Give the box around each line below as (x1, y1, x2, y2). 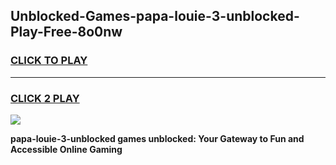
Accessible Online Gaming (10, 143, 123, 155)
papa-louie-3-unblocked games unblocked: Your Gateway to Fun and (10, 132, 305, 144)
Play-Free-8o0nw (10, 24, 123, 41)
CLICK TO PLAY (10, 54, 88, 68)
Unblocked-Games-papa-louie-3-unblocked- (10, 8, 300, 25)
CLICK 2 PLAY (10, 91, 80, 105)
